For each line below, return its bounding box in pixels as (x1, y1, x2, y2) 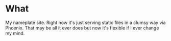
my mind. (5, 30, 25, 36)
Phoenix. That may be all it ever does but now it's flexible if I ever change (5, 24, 159, 30)
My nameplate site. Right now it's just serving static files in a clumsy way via (5, 19, 166, 25)
